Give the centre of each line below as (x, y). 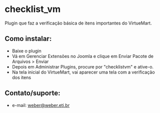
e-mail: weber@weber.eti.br (41, 105)
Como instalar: (28, 39)
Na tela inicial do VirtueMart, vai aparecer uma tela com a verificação (83, 72)
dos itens (21, 77)
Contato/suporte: (33, 93)
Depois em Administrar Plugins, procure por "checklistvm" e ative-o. (83, 66)
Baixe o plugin (27, 50)
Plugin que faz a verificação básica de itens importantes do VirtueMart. (78, 23)
